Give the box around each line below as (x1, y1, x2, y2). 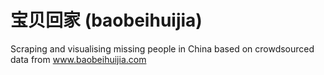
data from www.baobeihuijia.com (10, 53, 147, 65)
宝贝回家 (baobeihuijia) (10, 9, 203, 32)
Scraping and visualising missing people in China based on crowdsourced (10, 42, 315, 55)
